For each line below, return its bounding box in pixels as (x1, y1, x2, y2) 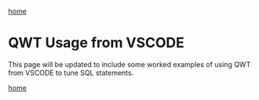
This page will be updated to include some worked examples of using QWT (8, 59, 251, 69)
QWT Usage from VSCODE (8, 34, 184, 52)
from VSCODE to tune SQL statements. (8, 68, 134, 77)
